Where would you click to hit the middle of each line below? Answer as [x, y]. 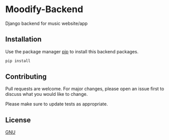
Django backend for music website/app [47, 23]
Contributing [26, 77]
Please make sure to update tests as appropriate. [57, 104]
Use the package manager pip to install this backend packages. [72, 51]
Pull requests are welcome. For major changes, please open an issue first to [85, 89]
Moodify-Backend [44, 9]
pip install [18, 61]
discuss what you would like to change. [47, 94]
